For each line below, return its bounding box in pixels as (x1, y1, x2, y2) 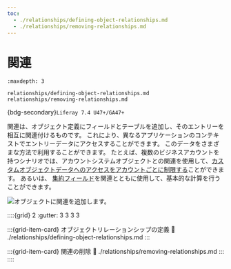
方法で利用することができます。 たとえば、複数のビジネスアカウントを (19, 148, 220, 157)
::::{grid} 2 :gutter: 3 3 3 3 (7, 211, 81, 219)
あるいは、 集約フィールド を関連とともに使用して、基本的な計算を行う (20, 174, 221, 183)
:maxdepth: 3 (7, 78, 45, 85)
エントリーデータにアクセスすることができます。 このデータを (25, 139, 201, 148)
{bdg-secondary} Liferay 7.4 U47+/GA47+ (7, 108, 125, 117)
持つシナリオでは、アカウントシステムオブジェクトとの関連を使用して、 (7, 157, 212, 166)
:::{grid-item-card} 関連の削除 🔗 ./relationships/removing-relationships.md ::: (7, 248, 224, 256)
